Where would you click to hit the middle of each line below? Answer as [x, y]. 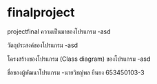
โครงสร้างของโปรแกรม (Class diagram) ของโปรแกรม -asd [79, 59]
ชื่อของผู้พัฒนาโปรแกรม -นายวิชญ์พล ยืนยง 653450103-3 [76, 72]
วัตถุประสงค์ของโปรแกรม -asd [42, 45]
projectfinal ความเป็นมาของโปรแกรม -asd [59, 31]
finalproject [41, 13]
